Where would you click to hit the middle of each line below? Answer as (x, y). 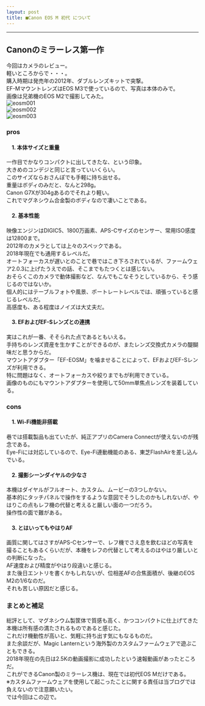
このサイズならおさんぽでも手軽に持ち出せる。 (65, 178)
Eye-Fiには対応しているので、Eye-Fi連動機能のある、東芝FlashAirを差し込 (99, 452)
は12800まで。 (25, 238)
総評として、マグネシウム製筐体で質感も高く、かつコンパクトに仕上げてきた (102, 620)
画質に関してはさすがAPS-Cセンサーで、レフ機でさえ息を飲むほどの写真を (100, 543)
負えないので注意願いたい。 (41, 689)
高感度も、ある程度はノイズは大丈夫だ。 (57, 307)
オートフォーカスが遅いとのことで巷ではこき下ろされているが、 (86, 261)
